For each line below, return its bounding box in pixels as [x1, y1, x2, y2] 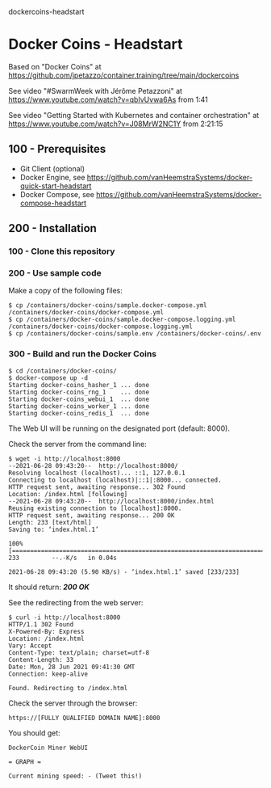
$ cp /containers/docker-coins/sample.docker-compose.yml [8, 301, 207, 310]
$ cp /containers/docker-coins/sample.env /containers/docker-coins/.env [8, 330, 262, 338]
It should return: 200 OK [8, 582, 90, 592]
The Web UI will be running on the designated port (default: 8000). [8, 423, 230, 433]
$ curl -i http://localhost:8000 [8, 613, 121, 622]
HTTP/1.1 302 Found [8, 620, 74, 629]
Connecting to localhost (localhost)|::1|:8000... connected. [8, 476, 222, 484]
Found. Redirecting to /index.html [8, 684, 128, 692]
